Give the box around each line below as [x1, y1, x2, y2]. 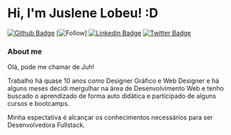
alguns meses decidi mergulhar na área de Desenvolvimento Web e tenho [7, 84, 225, 93]
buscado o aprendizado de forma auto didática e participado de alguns [7, 91, 216, 101]
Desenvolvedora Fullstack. [7, 121, 86, 129]
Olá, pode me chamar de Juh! [7, 63, 95, 71]
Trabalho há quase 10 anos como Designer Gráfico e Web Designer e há [7, 76, 220, 85]
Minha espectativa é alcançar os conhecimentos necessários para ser [7, 113, 213, 122]
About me [7, 46, 43, 56]
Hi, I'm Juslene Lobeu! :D [7, 5, 159, 21]
